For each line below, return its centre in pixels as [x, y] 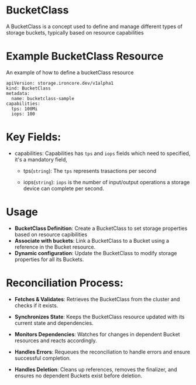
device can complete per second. [63, 188]
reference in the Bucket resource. [55, 247]
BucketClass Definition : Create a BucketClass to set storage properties [101, 228]
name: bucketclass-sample [43, 98]
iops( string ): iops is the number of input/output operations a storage [106, 182]
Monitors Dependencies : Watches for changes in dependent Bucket [97, 334]
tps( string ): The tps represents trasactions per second [90, 171]
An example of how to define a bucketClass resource [70, 72]
